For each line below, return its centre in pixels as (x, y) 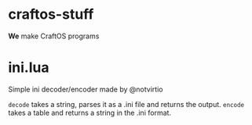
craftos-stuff (51, 14)
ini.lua (29, 68)
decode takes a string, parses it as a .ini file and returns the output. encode (126, 104)
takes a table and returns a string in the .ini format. (89, 112)
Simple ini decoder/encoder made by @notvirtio (86, 89)
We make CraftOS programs (54, 36)
